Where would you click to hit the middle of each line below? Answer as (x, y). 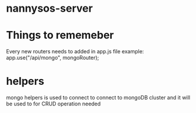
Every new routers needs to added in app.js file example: (75, 52)
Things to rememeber (60, 35)
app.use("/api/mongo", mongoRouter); (53, 58)
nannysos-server (49, 8)
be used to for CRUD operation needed (54, 104)
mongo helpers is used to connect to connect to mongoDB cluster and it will (98, 98)
